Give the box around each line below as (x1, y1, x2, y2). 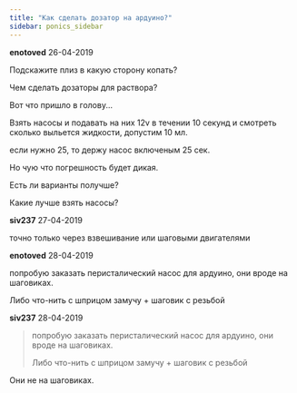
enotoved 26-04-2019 (9, 46, 94, 57)
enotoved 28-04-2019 (9, 250, 94, 260)
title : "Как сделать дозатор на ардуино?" (9, 13, 173, 23)
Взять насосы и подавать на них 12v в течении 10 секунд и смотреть (9, 117, 277, 128)
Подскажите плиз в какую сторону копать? (9, 64, 178, 75)
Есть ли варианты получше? (9, 179, 120, 191)
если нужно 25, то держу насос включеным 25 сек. (9, 144, 211, 155)
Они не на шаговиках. (9, 374, 94, 386)
